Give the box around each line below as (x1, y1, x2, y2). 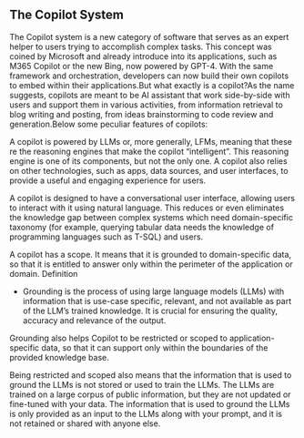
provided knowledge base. (9, 351, 109, 362)
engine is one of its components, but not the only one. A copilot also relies (9, 155, 289, 167)
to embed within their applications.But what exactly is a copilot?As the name (9, 79, 295, 90)
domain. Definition (9, 268, 78, 279)
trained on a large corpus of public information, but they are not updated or (9, 389, 291, 400)
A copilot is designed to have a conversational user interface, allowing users (9, 192, 296, 203)
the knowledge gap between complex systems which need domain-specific (9, 211, 294, 222)
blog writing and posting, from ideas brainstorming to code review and (9, 108, 274, 119)
